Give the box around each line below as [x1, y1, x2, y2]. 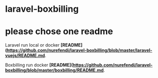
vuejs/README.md [5, 52, 45, 58]
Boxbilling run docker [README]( [5, 62, 73, 68]
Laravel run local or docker [5, 42, 60, 48]
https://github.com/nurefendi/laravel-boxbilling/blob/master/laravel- [6, 48, 153, 53]
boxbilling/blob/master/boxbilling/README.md [5, 67, 104, 73]
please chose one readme [5, 26, 114, 37]
